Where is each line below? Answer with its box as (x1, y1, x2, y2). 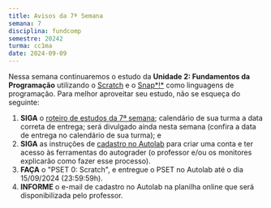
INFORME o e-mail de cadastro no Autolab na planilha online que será (19, 182, 254, 191)
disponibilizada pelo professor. (19, 191, 123, 200)
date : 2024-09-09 (8, 49, 67, 57)
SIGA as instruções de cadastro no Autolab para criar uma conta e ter (19, 139, 254, 148)
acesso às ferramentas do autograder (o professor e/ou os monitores (19, 147, 252, 157)
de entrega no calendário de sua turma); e (19, 130, 162, 140)
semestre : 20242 (8, 34, 63, 43)
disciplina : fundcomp (8, 27, 82, 35)
